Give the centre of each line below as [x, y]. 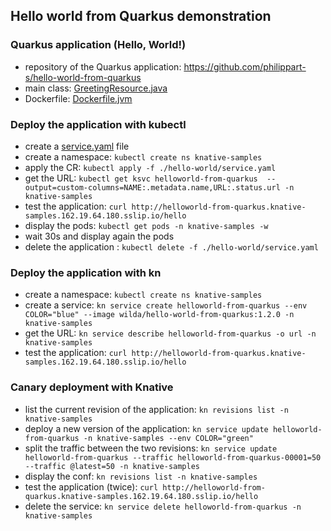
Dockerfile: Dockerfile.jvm [78, 98]
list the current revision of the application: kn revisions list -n [156, 409]
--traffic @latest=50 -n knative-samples [112, 466]
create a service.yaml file [77, 146]
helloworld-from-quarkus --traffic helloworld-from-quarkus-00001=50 [173, 457]
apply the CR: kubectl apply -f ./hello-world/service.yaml [150, 167]
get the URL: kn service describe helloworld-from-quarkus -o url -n [170, 333]
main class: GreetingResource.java [96, 88]
